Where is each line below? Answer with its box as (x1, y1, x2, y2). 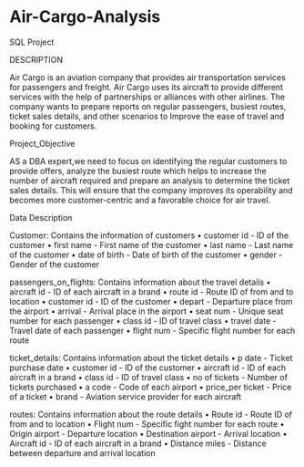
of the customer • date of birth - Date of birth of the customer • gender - (9, 249, 283, 260)
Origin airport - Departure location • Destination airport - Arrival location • (9, 428, 288, 439)
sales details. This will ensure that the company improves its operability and (9, 184, 293, 195)
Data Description (9, 212, 73, 223)
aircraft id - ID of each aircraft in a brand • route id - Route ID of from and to (9, 285, 294, 297)
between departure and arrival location (9, 447, 157, 458)
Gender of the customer (9, 258, 100, 270)
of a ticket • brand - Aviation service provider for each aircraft (9, 390, 242, 402)
